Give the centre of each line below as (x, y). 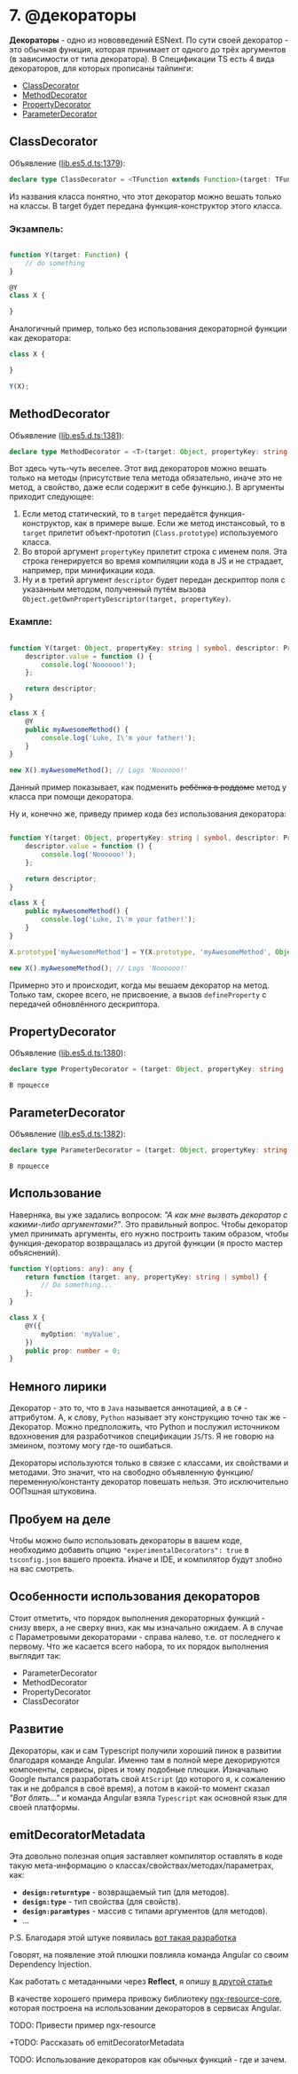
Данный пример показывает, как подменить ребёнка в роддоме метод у (148, 787)
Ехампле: (31, 622)
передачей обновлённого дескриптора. (85, 1004)
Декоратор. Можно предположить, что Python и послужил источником (145, 1427)
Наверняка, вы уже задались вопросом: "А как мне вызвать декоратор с (149, 1214)
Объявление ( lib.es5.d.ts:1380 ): (67, 1053)
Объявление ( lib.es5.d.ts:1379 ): (67, 163)
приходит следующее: (52, 497)
